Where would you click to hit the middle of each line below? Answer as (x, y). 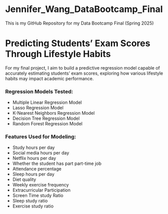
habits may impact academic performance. (49, 78)
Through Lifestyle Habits (58, 54)
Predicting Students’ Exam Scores (78, 43)
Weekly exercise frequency (41, 185)
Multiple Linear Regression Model (47, 102)
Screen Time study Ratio (38, 195)
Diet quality (24, 179)
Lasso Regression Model (38, 108)
